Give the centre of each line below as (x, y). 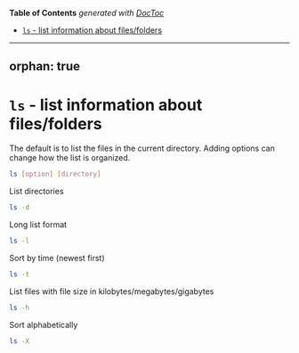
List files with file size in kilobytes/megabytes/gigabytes (112, 291)
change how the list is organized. (70, 158)
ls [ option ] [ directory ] (55, 174)
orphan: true (44, 66)
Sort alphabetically (44, 324)
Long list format (38, 225)
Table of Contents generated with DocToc (87, 13)
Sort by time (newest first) (57, 258)
